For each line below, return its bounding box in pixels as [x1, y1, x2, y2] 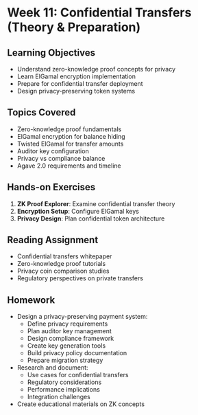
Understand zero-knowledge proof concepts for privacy [16, 65, 176, 73]
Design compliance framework [27, 335, 114, 343]
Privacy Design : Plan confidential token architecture [16, 214, 165, 223]
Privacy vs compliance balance [16, 154, 106, 162]
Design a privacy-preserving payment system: [16, 313, 148, 321]
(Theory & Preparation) [7, 19, 141, 35]
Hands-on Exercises [7, 181, 96, 193]
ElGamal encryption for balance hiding [16, 132, 125, 140]
